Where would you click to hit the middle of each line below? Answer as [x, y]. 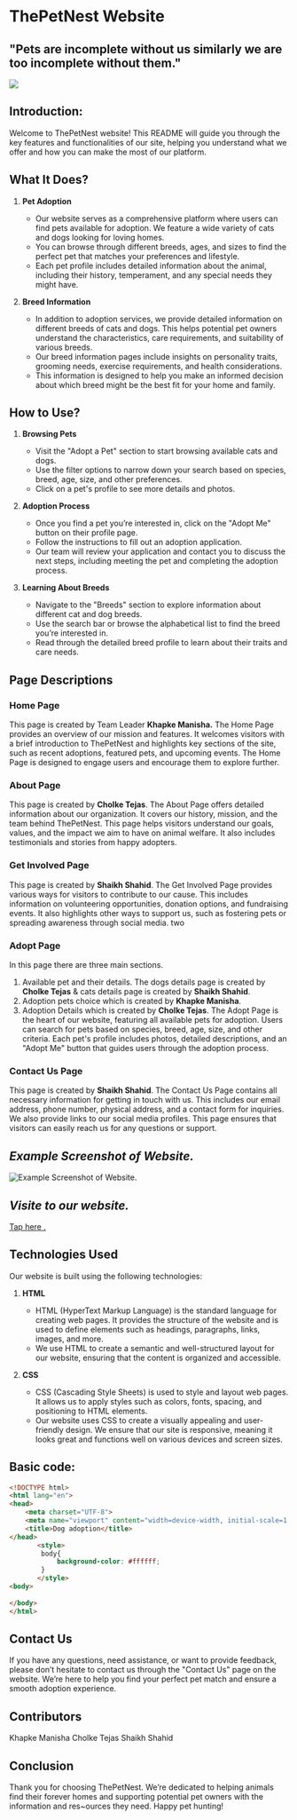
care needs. [57, 652]
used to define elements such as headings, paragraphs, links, [148, 1329]
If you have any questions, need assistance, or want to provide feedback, [143, 1660]
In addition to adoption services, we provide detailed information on [159, 319]
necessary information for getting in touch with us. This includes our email [145, 1100]
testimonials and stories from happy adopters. [93, 843]
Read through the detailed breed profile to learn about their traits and [161, 643]
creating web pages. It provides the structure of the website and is [157, 1319]
